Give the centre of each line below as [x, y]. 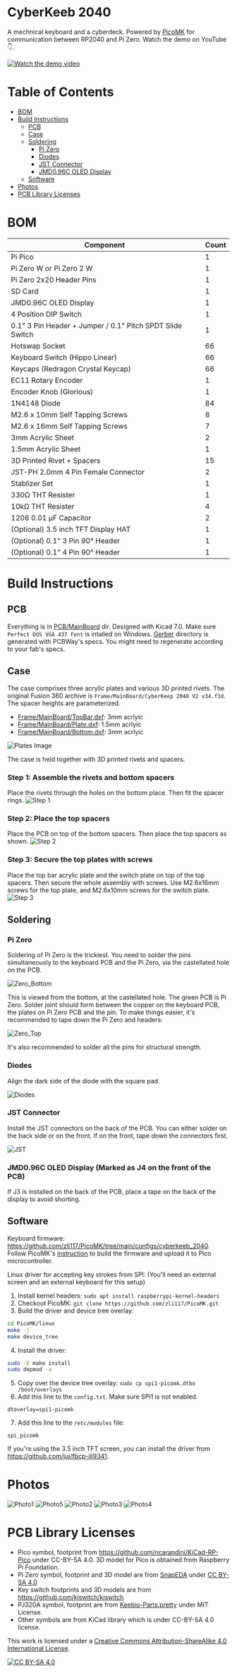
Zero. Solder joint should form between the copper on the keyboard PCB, [114, 1005]
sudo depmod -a [30, 1370]
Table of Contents [61, 92]
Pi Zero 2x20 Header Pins [54, 279]
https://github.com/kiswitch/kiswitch [71, 1598]
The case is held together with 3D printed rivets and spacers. [96, 759]
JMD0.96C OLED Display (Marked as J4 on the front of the [109, 1167]
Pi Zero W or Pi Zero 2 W [52, 268]
